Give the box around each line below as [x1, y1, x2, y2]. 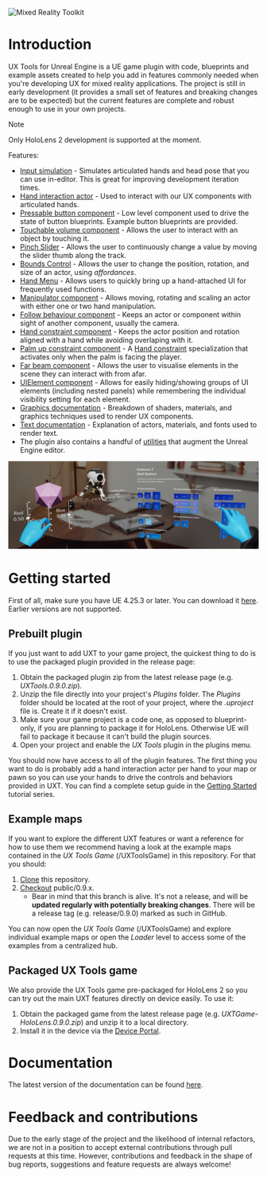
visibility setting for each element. [19, 394, 131, 404]
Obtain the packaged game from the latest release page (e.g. [19, 1009, 220, 1018]
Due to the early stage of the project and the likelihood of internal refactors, [8, 1134, 256, 1144]
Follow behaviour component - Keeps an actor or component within [19, 309, 242, 319]
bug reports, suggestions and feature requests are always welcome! [8, 1159, 232, 1169]
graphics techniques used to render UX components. [19, 411, 194, 421]
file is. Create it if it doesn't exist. [19, 706, 128, 716]
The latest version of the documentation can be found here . [8, 1080, 203, 1089]
